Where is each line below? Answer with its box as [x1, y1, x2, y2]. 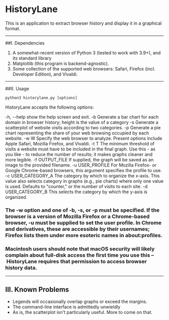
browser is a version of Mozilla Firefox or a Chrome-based [5, 213, 150, 220]
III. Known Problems [5, 285, 69, 294]
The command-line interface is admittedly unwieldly [12, 303, 121, 310]
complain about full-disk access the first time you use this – [5, 252, 154, 259]
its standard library [12, 55, 52, 61]
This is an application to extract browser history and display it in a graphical [5, 20, 162, 26]
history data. [5, 264, 38, 271]
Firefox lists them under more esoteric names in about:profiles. [5, 231, 162, 238]
